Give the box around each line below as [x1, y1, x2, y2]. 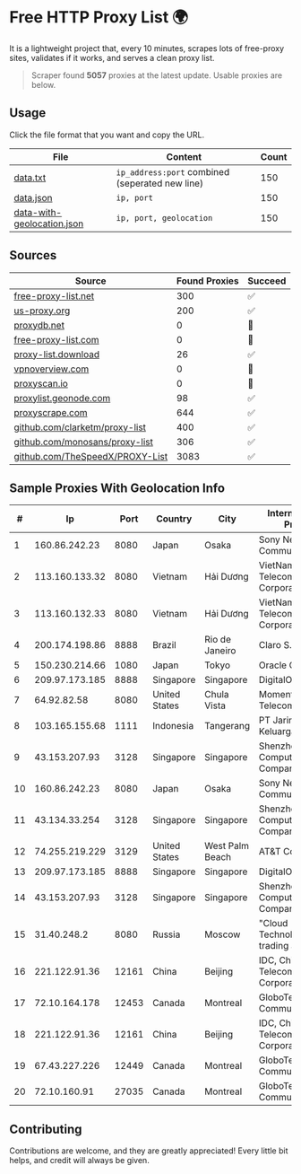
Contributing [9, 1121, 82, 1136]
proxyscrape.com [13, 406, 88, 418]
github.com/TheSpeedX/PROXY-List [13, 450, 168, 462]
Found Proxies [176, 275, 239, 287]
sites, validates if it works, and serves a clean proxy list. [9, 52, 215, 63]
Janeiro [204, 644, 236, 657]
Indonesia [151, 720, 194, 732]
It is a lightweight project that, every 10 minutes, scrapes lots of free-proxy [9, 42, 285, 54]
